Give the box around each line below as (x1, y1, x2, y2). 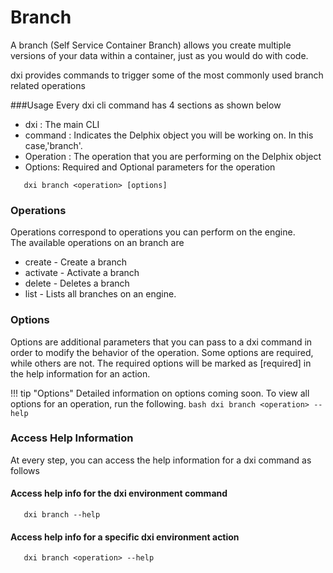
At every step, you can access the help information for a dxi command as (10, 454, 312, 466)
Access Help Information (10, 431, 134, 445)
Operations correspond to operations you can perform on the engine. (10, 226, 296, 238)
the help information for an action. (10, 367, 151, 380)
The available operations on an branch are (10, 237, 185, 249)
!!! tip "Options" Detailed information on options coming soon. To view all (10, 387, 310, 399)
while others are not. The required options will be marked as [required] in (10, 357, 312, 369)
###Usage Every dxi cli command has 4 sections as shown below (10, 99, 282, 111)
